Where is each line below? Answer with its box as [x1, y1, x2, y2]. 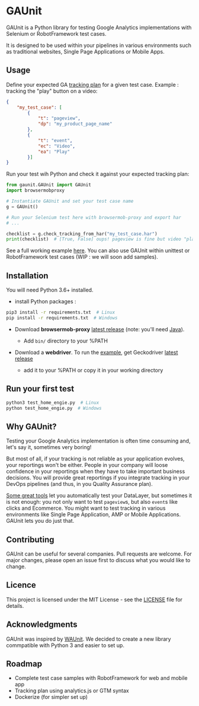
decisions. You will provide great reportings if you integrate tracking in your [6, 474, 190, 481]
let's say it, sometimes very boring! [6, 444, 92, 451]
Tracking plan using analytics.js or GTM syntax [14, 687, 129, 694]
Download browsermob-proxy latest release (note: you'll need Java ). [14, 325, 185, 332]
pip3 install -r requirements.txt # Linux [6, 309, 115, 316]
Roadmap [6, 659, 43, 669]
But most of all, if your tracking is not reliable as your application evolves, [6, 455, 185, 462]
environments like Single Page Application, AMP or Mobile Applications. [6, 511, 181, 518]
